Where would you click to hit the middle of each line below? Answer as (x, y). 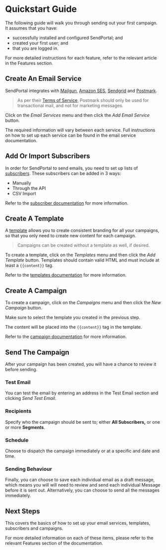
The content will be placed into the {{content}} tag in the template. (74, 327)
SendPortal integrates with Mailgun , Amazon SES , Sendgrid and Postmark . (81, 91)
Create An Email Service (43, 79)
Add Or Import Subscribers (48, 156)
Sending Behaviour (28, 469)
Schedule (17, 440)
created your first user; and (40, 43)
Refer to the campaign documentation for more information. (66, 337)
